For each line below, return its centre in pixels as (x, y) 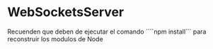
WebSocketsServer (66, 12)
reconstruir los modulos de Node (56, 38)
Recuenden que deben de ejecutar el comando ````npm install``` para (107, 31)
